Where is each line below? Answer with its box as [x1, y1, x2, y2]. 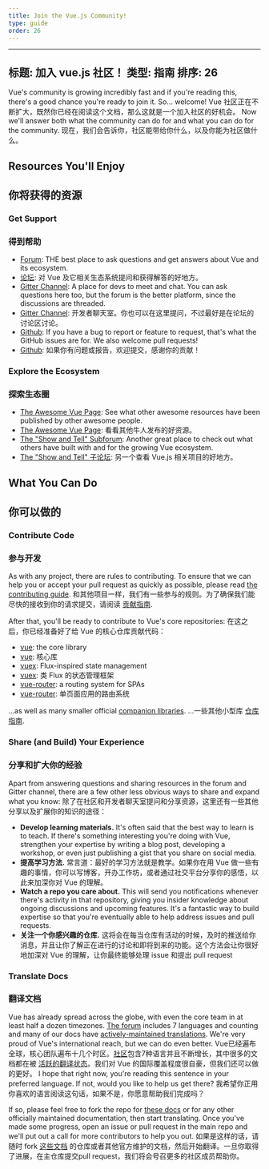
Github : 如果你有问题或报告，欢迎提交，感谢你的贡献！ [19, 345, 201, 355]
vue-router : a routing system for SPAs [19, 680, 146, 689]
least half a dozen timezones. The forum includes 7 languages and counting [8, 1020, 259, 1030]
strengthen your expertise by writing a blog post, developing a [19, 839, 226, 849]
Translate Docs [8, 970, 69, 982]
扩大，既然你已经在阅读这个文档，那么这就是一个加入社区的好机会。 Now [14, 107, 258, 117]
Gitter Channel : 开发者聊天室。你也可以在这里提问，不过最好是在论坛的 [19, 308, 255, 318]
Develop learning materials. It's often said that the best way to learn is [19, 822, 255, 832]
